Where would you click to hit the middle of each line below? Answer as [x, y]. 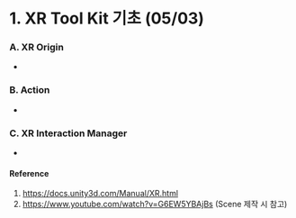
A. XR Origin [37, 48]
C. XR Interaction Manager [68, 133]
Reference [29, 173]
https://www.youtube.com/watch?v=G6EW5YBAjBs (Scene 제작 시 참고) [155, 204]
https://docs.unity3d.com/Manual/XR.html [100, 194]
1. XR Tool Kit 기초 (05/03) [107, 18]
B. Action [30, 90]
